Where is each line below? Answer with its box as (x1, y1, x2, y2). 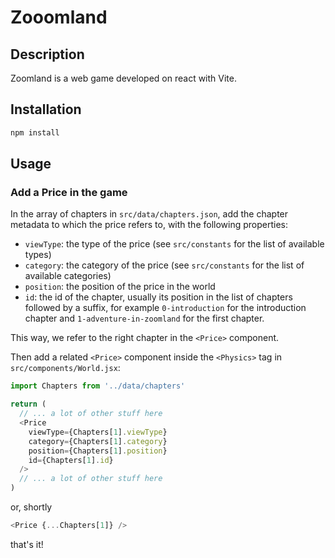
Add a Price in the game (10, 186, 128, 199)
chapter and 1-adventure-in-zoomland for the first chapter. (24, 312, 265, 325)
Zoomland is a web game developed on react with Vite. (10, 72, 237, 84)
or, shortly (10, 501, 53, 513)
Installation (10, 101, 82, 118)
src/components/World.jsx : (10, 362, 121, 374)
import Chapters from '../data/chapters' (10, 381, 186, 391)
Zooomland (10, 6, 108, 29)
